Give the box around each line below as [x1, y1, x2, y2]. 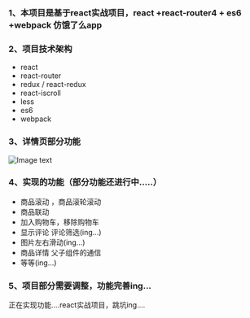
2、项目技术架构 [8, 43, 72, 54]
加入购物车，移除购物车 [20, 217, 99, 227]
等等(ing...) [20, 258, 57, 268]
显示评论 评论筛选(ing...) [20, 227, 102, 237]
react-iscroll [20, 88, 61, 98]
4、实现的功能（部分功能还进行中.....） [8, 176, 162, 188]
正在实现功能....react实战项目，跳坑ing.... [8, 300, 146, 310]
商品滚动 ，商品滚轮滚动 [20, 197, 102, 207]
